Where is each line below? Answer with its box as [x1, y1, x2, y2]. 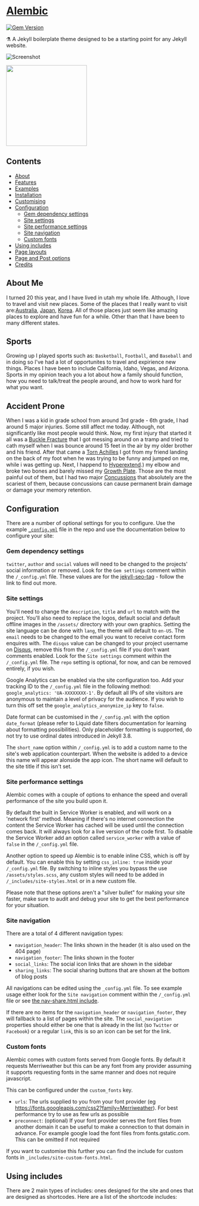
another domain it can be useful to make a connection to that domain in [14, 1123, 189, 1130]
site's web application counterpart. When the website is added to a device [6, 750, 188, 757]
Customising [14, 198, 46, 205]
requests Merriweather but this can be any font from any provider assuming [6, 1063, 192, 1070]
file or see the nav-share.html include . [6, 997, 99, 1004]
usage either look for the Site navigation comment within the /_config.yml [6, 991, 191, 998]
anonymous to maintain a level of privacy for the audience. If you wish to [6, 695, 184, 702]
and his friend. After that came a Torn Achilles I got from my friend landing [6, 448, 188, 456]
